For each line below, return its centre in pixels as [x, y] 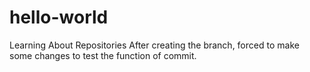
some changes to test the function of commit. [103, 55]
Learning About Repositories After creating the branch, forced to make [154, 45]
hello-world [59, 17]
